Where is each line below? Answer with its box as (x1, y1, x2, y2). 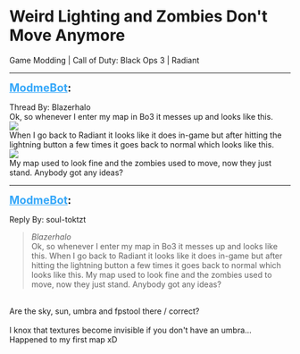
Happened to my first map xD (9, 333, 118, 345)
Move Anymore (9, 25, 126, 46)
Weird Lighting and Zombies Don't (9, 6, 268, 27)
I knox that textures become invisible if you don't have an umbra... (9, 324, 252, 335)
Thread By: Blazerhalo (9, 101, 91, 113)
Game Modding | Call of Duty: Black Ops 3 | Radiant (9, 55, 200, 65)
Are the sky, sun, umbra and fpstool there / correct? (9, 306, 200, 316)
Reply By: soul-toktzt (9, 214, 87, 224)
